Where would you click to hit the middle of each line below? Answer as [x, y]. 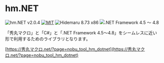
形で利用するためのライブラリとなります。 [48, 39]
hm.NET [22, 8]
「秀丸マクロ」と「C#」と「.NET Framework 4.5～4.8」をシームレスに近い [81, 32]
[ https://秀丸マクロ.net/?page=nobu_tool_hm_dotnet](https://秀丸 [71, 49]
